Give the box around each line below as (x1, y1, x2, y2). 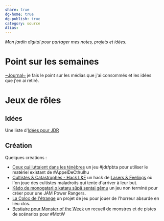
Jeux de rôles (5, 95, 61, 106)
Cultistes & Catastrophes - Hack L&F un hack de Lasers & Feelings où (12, 174, 153, 180)
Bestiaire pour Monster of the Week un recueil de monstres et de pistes (12, 206, 156, 212)
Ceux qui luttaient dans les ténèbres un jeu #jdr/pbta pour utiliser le (12, 164, 148, 170)
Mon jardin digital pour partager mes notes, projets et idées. (5, 39, 127, 45)
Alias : (5, 26, 19, 30)
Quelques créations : (5, 154, 47, 160)
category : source (5, 21, 41, 26)
